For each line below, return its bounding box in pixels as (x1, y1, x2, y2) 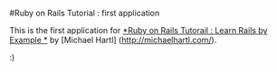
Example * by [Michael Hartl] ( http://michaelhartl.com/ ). (9, 35, 217, 45)
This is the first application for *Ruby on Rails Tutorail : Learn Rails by (9, 25, 268, 35)
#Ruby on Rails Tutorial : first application (9, 8, 160, 18)
